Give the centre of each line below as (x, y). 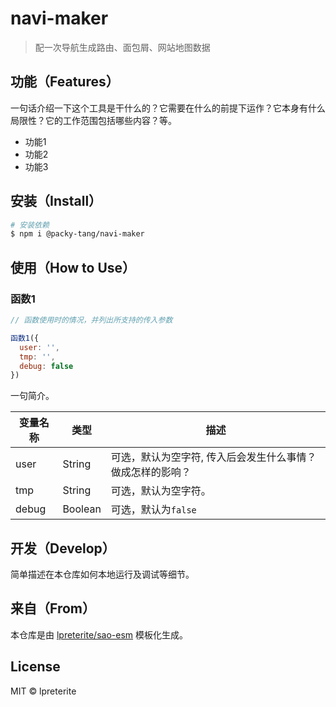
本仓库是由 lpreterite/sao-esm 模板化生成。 (99, 634)
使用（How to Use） (73, 267)
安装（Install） (56, 201)
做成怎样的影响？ (151, 472)
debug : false (46, 366)
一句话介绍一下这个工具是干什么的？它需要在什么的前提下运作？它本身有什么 (168, 108)
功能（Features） (65, 82)
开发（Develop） (63, 548)
